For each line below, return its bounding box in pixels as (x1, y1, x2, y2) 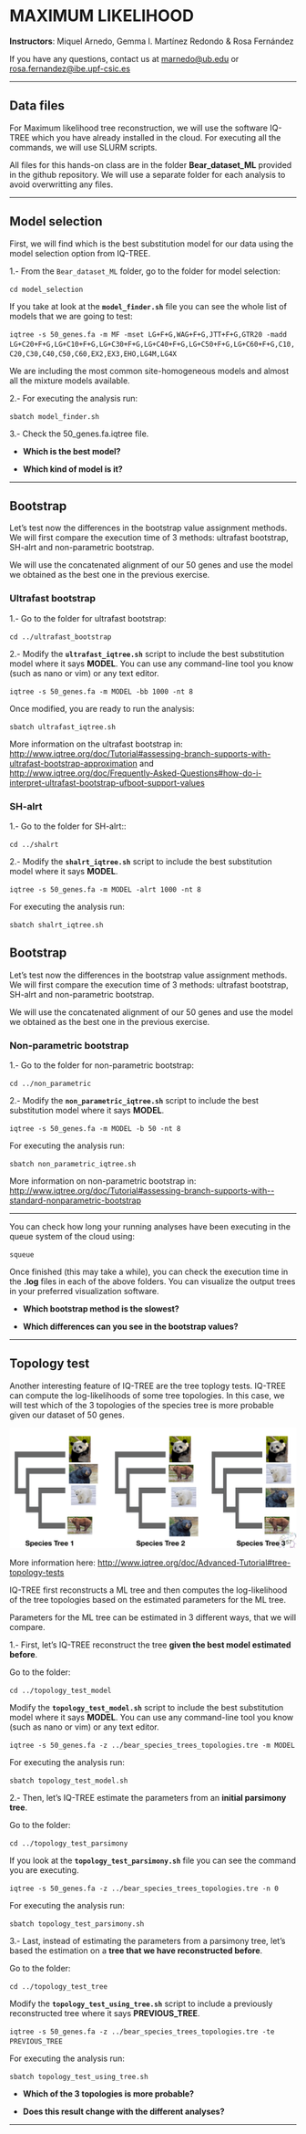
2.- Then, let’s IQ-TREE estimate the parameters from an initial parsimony (9, 1793, 287, 1804)
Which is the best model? (22, 445, 121, 456)
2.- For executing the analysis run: (9, 392, 138, 403)
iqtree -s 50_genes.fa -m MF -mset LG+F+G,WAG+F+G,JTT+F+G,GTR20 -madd (9, 330, 287, 339)
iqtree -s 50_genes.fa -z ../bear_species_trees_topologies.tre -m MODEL (9, 1741, 296, 1751)
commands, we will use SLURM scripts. (9, 141, 158, 152)
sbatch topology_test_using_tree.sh (9, 2073, 148, 2082)
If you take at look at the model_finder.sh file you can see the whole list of (9, 300, 287, 311)
